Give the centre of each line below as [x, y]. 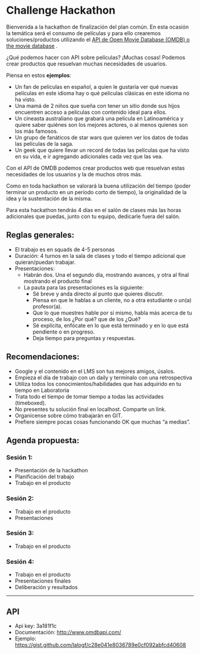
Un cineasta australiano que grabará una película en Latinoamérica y [99, 118]
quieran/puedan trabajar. [45, 262]
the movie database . [32, 46]
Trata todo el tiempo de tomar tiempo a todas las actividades [89, 396]
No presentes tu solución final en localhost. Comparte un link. [90, 409]
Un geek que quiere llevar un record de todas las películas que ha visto [102, 150]
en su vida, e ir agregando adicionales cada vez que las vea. [89, 156]
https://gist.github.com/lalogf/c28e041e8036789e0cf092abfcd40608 [100, 644]
